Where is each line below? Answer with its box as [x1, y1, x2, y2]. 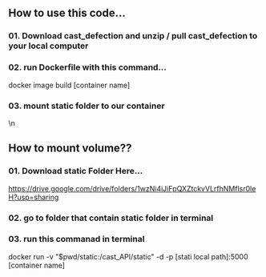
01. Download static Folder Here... [8, 166, 143, 177]
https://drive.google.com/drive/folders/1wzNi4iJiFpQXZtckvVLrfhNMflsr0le [8, 183, 256, 193]
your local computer [8, 40, 89, 51]
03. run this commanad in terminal [8, 234, 145, 245]
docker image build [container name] [8, 80, 131, 90]
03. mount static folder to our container [8, 100, 166, 111]
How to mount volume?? [8, 142, 132, 155]
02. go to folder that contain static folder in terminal [8, 212, 214, 223]
